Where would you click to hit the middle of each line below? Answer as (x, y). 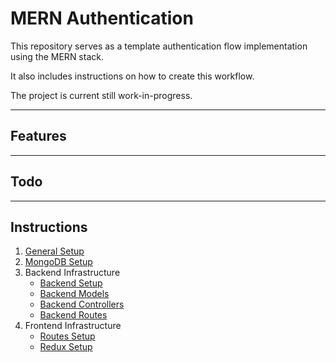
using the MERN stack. (57, 56)
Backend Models (74, 294)
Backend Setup (71, 283)
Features (38, 136)
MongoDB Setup (58, 262)
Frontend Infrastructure (73, 326)
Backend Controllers (82, 304)
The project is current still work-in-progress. (101, 95)
